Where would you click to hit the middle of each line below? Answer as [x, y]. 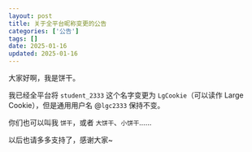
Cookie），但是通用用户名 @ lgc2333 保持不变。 [87, 105]
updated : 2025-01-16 [43, 54]
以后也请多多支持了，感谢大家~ [61, 140]
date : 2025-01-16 [38, 46]
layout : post [30, 16]
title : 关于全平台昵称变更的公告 [58, 24]
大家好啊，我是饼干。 [44, 78]
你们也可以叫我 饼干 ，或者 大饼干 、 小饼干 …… [80, 122]
